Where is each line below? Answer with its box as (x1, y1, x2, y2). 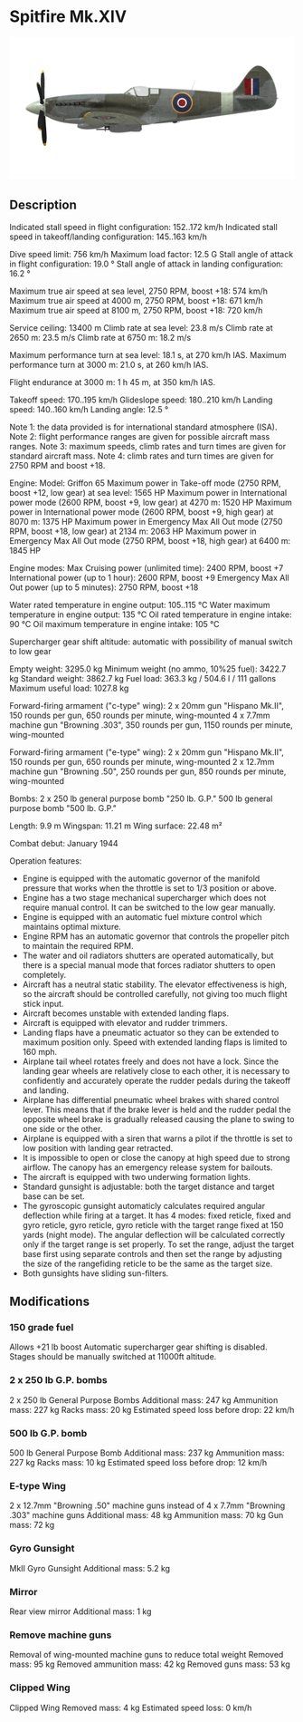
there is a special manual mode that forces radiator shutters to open (22, 959, 276, 971)
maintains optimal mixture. (22, 921, 122, 932)
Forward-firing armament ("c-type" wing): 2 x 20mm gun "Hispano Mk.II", (9, 700, 285, 711)
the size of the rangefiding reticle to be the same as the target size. (22, 1258, 273, 1269)
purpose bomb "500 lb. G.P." (9, 802, 118, 813)
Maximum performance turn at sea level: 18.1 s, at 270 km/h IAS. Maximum (9, 349, 287, 360)
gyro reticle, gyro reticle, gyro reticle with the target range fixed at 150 (22, 1219, 284, 1230)
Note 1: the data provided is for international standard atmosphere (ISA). (9, 421, 278, 432)
